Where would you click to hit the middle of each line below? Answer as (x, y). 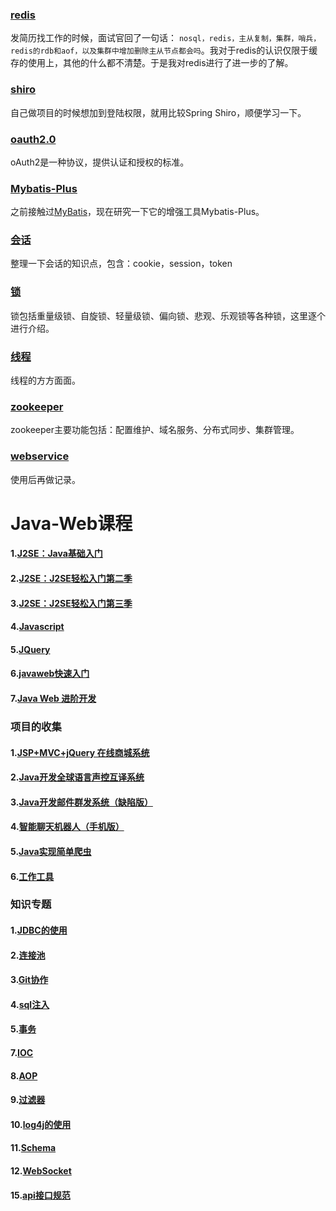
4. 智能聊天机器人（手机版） (67, 827)
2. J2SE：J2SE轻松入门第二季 (71, 579)
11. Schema (33, 1148)
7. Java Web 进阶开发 (53, 699)
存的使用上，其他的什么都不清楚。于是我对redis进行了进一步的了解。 (152, 63)
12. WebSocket (41, 1170)
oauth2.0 (33, 139)
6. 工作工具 (32, 876)
